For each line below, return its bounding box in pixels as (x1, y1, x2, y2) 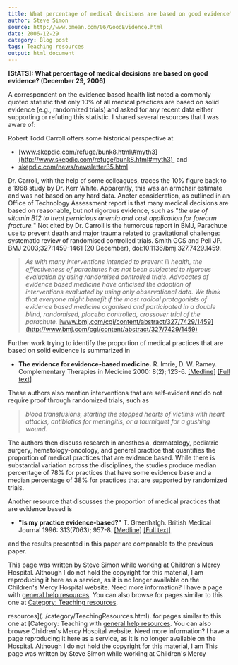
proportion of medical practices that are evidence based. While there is (8, 453, 215, 462)
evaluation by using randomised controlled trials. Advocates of (25, 272, 209, 281)
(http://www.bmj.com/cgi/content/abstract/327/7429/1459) (25, 325, 198, 333)
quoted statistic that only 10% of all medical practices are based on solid (8, 97, 220, 106)
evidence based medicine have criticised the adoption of (25, 280, 191, 288)
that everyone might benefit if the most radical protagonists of (25, 294, 208, 304)
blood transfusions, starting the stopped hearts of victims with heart (25, 409, 225, 418)
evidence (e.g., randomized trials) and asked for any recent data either (8, 105, 214, 114)
